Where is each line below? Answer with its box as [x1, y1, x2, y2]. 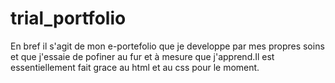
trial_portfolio [10, 7, 127, 30]
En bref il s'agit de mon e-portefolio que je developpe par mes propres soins [10, 40, 325, 52]
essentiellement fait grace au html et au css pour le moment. [10, 61, 260, 73]
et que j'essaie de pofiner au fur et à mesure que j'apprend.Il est [10, 50, 275, 62]
